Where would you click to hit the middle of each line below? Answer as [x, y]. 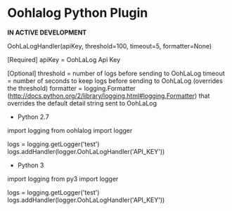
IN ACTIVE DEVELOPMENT [47, 32]
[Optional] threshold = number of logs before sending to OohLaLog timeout [116, 73]
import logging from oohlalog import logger [70, 130]
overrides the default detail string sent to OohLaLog [82, 103]
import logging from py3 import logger [63, 179]
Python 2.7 [33, 117]
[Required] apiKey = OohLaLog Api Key [64, 59]
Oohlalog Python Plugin [78, 13]
